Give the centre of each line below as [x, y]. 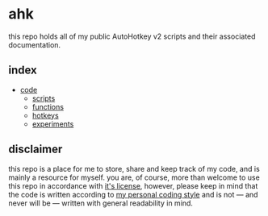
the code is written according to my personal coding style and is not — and [133, 194]
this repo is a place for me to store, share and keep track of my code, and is [134, 168]
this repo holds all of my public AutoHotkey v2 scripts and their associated [132, 36]
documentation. [35, 44]
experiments [53, 124]
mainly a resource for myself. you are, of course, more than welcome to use [134, 177]
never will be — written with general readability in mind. [101, 203]
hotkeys [45, 115]
